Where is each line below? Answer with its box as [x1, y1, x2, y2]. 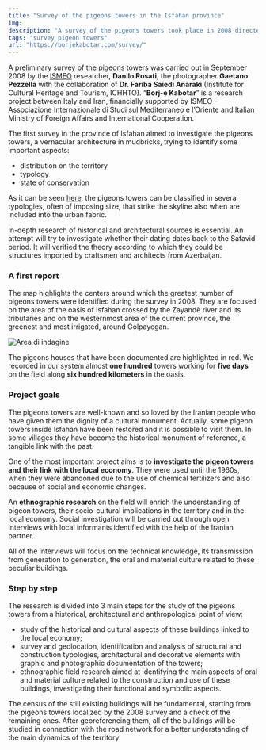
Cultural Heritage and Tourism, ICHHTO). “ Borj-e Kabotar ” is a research [8, 88, 244, 98]
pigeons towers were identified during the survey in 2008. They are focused [8, 297, 256, 306]
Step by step [8, 583, 58, 594]
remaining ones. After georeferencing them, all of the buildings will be [8, 716, 236, 725]
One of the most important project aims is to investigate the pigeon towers [8, 457, 255, 466]
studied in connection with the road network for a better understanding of [8, 725, 249, 734]
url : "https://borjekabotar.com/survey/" [8, 41, 147, 49]
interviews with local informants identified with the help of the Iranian [8, 522, 234, 532]
